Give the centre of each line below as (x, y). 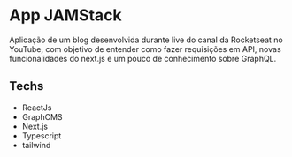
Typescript (42, 135)
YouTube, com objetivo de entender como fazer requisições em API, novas (145, 49)
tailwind (36, 145)
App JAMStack (65, 15)
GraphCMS (42, 116)
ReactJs (37, 108)
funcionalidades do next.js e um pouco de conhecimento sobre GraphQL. (143, 58)
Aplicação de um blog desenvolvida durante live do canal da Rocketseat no (146, 40)
